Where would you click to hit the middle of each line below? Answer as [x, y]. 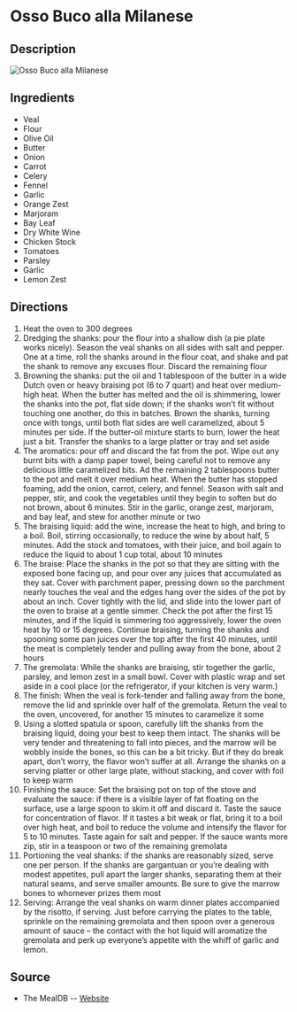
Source [30, 977]
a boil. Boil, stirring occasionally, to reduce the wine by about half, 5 [146, 535]
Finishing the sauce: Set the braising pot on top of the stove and [140, 789]
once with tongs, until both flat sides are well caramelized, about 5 [144, 422]
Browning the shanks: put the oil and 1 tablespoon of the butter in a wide [154, 375]
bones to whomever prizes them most [92, 892]
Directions [39, 307]
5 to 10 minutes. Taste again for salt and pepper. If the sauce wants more [155, 836]
